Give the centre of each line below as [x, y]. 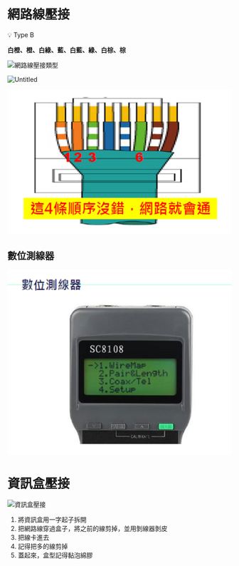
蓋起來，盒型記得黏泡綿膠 [55, 555]
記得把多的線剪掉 [43, 547]
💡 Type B [21, 35]
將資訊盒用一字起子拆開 [52, 520]
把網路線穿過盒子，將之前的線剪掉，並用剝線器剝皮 [92, 529]
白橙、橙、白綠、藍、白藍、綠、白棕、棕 [67, 50]
